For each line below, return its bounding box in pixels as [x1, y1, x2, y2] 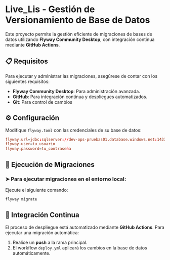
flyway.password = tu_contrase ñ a [5, 146, 71, 151]
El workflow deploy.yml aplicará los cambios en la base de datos [12, 244, 148, 251]
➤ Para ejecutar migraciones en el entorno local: [5, 176, 126, 183]
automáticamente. [12, 250, 51, 256]
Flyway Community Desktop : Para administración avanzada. [12, 88, 140, 94]
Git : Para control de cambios [12, 99, 72, 105]
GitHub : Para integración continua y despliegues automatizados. [12, 94, 148, 100]
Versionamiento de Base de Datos [5, 14, 150, 26]
